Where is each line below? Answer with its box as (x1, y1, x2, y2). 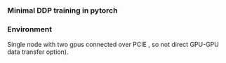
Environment (7, 24, 53, 34)
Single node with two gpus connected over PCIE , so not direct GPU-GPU (7, 41, 219, 49)
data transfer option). (7, 48, 69, 56)
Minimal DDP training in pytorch (7, 6, 118, 15)
